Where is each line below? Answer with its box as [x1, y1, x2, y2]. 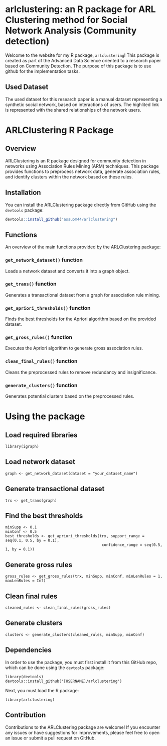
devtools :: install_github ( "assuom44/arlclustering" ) [5, 217, 118, 222]
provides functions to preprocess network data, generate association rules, [5, 168, 161, 174]
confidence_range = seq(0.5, [101, 542, 163, 547]
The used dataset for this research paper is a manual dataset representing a [5, 96, 162, 102]
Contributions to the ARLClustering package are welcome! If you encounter [5, 724, 160, 730]
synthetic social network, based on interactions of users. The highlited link [5, 102, 159, 108]
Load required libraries [5, 431, 78, 439]
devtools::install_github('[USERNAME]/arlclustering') [5, 679, 122, 684]
